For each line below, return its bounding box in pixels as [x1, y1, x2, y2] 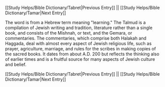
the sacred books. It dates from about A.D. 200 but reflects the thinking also [5, 51, 160, 57]
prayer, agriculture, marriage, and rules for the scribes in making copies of [5, 46, 156, 51]
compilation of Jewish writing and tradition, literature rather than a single [5, 25, 153, 31]
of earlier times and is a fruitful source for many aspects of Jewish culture [5, 56, 155, 62]
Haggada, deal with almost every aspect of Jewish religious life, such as [5, 41, 152, 46]
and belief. [5, 62, 27, 67]
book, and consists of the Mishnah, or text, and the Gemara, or [5, 30, 132, 36]
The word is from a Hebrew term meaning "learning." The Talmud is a [5, 20, 146, 25]
